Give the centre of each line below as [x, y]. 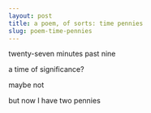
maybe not [26, 85]
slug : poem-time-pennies [50, 31]
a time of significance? [46, 69]
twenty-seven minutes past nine [62, 54]
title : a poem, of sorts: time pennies [76, 23]
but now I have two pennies [55, 101]
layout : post [30, 16]
